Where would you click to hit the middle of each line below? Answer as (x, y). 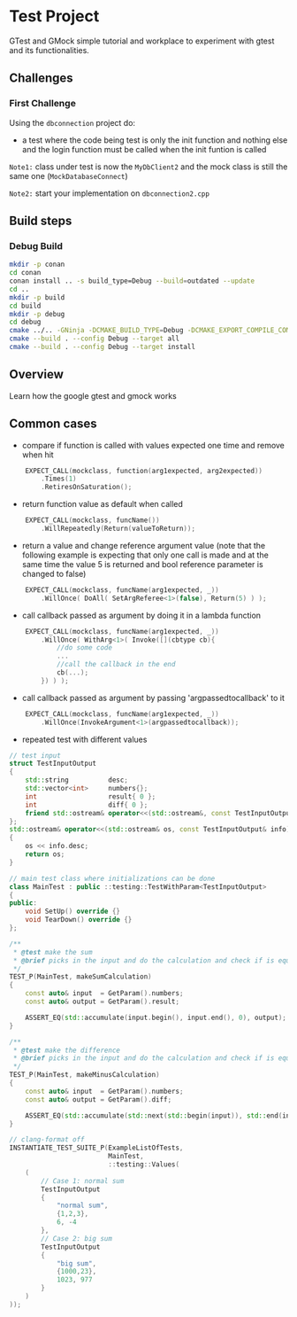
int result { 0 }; (91, 796)
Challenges (41, 78)
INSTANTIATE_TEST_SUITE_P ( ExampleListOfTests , (96, 1148)
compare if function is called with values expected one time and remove (153, 445)
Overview (37, 374)
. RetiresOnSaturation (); (87, 487)
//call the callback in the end (116, 665)
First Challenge (43, 104)
